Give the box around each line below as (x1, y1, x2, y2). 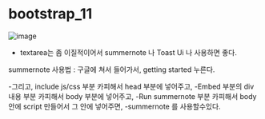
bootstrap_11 (8, 5, 93, 23)
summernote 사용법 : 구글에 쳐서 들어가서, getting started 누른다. (8, 65, 215, 74)
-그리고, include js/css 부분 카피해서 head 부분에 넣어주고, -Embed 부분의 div (8, 81, 255, 91)
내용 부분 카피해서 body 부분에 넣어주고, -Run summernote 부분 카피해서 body (8, 91, 257, 101)
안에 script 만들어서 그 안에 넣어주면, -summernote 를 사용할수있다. (8, 101, 222, 111)
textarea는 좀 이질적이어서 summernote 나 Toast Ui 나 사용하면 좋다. (19, 47, 238, 57)
